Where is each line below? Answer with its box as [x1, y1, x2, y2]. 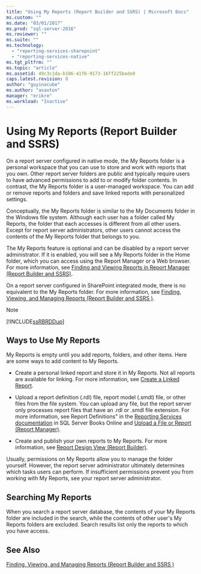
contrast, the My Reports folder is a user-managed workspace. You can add [6, 182, 194, 190]
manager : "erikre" [6, 93, 52, 99]
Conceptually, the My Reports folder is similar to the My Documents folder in [6, 207, 195, 214]
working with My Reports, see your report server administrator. [6, 475, 162, 482]
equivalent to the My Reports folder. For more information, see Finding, [6, 288, 182, 295]
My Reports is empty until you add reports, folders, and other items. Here [6, 351, 187, 358]
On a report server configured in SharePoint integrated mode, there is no [6, 281, 186, 289]
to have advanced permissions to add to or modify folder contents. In [6, 176, 178, 184]
